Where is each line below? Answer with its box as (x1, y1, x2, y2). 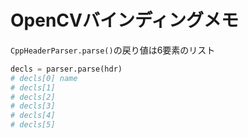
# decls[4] (10, 111, 56, 121)
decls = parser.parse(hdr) (10, 64, 123, 74)
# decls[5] (10, 120, 56, 130)
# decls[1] (10, 82, 56, 93)
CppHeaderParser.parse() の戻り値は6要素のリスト (10, 44, 216, 56)
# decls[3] (10, 101, 56, 111)
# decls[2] (10, 92, 56, 102)
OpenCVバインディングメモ (10, 9, 239, 32)
